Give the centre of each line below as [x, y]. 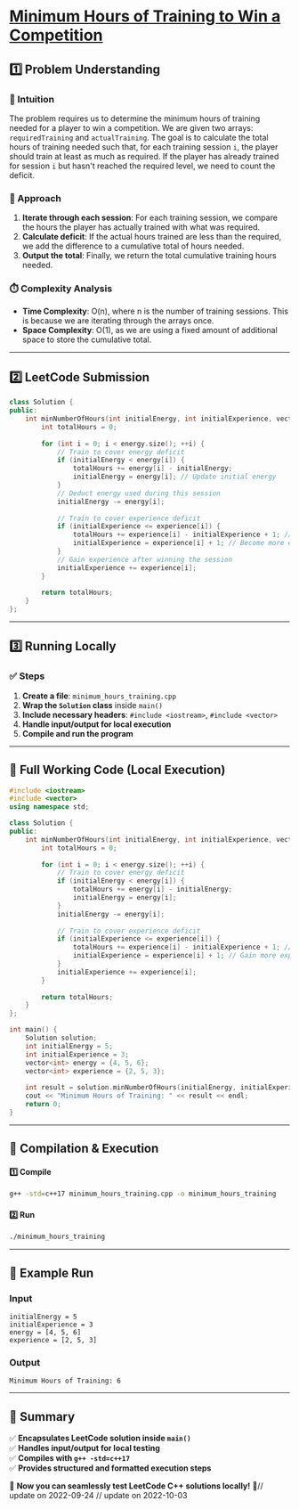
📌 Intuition [32, 99]
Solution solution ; [61, 1038]
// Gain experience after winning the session [145, 559]
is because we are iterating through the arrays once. [118, 321]
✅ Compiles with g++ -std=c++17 [70, 1458]
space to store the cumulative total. [87, 339]
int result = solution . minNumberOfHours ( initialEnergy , [131, 1088]
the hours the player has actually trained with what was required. [141, 227]
